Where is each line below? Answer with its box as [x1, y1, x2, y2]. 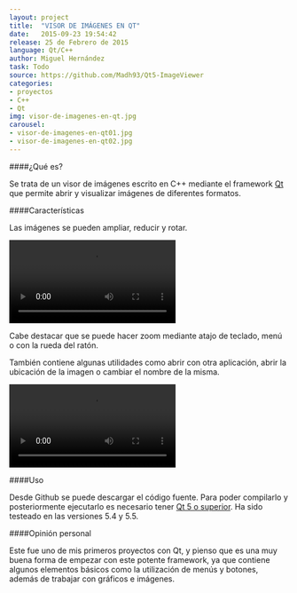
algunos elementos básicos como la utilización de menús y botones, [9, 564, 259, 574]
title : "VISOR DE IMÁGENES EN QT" [9, 21, 141, 30]
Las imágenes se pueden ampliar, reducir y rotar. [9, 222, 188, 233]
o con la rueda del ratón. [9, 339, 99, 351]
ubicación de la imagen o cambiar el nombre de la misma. [9, 366, 220, 377]
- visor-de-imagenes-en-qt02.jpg [9, 137, 133, 146]
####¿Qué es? [9, 161, 64, 171]
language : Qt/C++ [9, 46, 74, 55]
